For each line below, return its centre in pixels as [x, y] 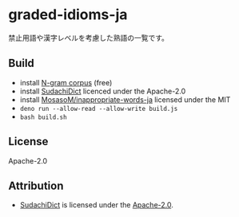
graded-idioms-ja [68, 15]
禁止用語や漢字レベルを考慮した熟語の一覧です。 [89, 37]
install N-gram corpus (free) [66, 82]
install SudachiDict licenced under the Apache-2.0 [103, 91]
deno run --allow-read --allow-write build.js [99, 108]
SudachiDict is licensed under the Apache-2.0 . [96, 205]
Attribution [36, 185]
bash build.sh [43, 117]
